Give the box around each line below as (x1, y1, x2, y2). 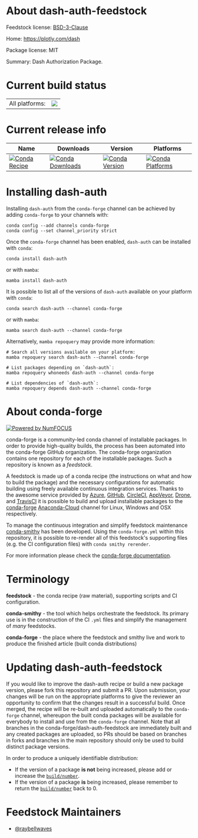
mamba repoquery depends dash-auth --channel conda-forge (6, 385, 151, 391)
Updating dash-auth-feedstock (6, 660, 163, 674)
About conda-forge (6, 405, 103, 418)
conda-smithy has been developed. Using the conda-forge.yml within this (6, 527, 184, 535)
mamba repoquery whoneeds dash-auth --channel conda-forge (6, 370, 154, 376)
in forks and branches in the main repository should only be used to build (6, 736, 184, 744)
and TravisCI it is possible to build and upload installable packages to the (6, 497, 183, 504)
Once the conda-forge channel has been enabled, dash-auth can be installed (6, 238, 191, 245)
